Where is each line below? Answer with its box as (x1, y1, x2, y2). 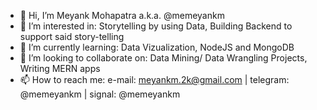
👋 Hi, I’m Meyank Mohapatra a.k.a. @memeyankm (19, 10, 225, 21)
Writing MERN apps (19, 63, 101, 74)
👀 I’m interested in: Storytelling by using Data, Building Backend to (19, 20, 293, 32)
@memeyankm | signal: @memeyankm (19, 88, 181, 100)
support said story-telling (19, 31, 125, 42)
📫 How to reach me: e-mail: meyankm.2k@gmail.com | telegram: (19, 74, 290, 85)
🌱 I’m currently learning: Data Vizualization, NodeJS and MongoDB (19, 41, 295, 53)
